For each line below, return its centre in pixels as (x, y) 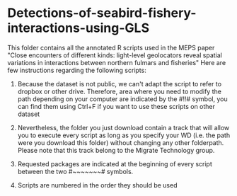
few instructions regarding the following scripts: (77, 70)
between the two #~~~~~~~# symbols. (75, 171)
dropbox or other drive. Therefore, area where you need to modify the (119, 91)
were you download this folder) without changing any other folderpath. (121, 142)
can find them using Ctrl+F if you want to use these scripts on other (116, 106)
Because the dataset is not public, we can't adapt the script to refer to (119, 83)
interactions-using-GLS (79, 28)
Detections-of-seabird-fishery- (102, 13)
